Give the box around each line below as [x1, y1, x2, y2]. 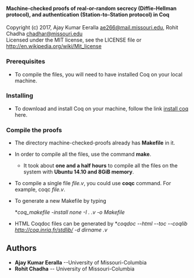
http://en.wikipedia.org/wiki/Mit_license [6, 43, 102, 50]
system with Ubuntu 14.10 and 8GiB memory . [23, 168, 134, 176]
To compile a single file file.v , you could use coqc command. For [14, 180, 172, 187]
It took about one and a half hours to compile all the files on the [23, 162, 178, 169]
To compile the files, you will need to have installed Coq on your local [14, 71, 183, 78]
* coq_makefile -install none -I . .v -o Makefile [14, 209, 125, 216]
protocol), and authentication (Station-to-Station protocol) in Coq [6, 11, 169, 18]
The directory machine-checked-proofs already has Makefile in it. [14, 139, 175, 146]
